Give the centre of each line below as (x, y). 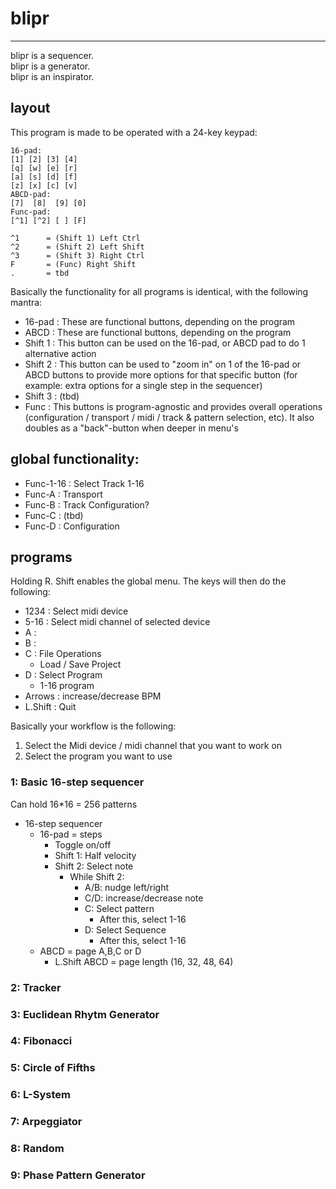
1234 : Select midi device (76, 611)
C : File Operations (63, 654)
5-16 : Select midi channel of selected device (117, 622)
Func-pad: (31, 212)
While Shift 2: (97, 876)
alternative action (60, 353)
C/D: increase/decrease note (144, 898)
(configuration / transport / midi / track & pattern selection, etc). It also (169, 417)
